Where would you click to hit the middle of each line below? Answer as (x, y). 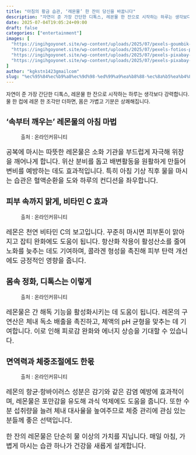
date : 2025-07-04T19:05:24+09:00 (47, 22)
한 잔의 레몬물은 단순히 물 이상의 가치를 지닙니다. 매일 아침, (92, 437)
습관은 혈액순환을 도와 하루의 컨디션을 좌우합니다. (86, 180)
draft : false (22, 28)
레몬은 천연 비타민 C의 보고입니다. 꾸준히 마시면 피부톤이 (88, 232)
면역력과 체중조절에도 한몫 (50, 361)
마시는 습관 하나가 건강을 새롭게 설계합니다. (83, 446)
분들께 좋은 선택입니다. (39, 420)
